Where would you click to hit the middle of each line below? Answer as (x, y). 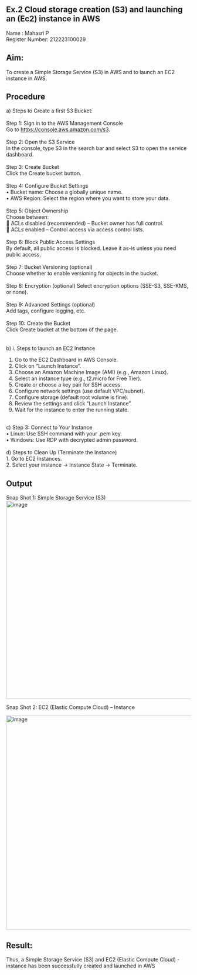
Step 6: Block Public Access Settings (51, 242)
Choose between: (28, 217)
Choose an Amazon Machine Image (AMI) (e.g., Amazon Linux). (91, 372)
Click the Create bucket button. (44, 174)
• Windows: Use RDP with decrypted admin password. (72, 440)
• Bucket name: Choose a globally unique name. (64, 192)
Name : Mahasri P (28, 33)
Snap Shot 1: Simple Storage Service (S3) (56, 498)
